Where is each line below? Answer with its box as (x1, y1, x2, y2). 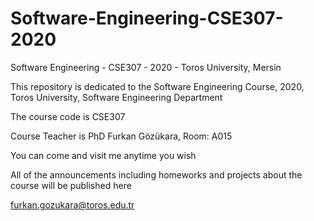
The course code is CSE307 (10, 110, 126, 122)
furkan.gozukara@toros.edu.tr (10, 198, 135, 211)
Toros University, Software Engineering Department (10, 91, 223, 103)
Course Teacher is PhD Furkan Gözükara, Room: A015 (10, 130, 233, 142)
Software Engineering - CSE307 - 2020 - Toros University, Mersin (10, 61, 282, 73)
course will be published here (10, 179, 132, 191)
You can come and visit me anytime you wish (10, 149, 197, 161)
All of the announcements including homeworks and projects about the (10, 168, 303, 181)
